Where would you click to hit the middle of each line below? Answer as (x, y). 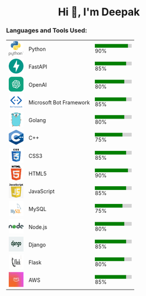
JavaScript (42, 192)
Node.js (38, 227)
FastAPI (38, 67)
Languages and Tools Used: (47, 31)
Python (37, 49)
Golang (37, 120)
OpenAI (38, 84)
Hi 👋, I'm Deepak (99, 12)
